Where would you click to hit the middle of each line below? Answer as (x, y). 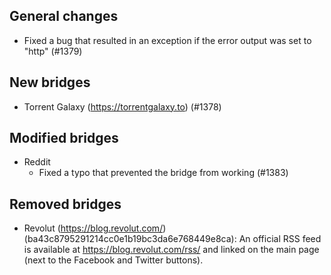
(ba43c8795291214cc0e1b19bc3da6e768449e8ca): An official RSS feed (172, 239)
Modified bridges (64, 138)
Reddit (37, 162)
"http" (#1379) (53, 51)
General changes (64, 16)
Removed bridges (65, 204)
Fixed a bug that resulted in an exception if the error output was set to (167, 40)
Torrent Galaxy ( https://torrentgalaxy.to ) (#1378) (122, 106)
